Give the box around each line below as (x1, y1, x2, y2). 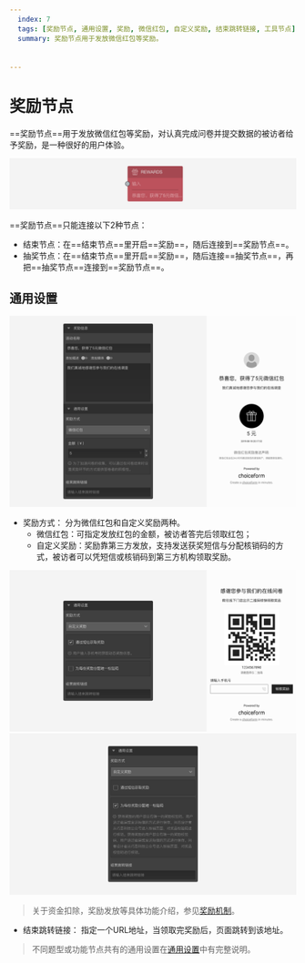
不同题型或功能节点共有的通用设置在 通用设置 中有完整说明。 (31, 944, 256, 955)
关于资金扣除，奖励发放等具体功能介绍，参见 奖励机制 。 (31, 906, 239, 917)
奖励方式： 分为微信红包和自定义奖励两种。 (22, 517, 185, 528)
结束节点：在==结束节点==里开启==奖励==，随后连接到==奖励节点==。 (22, 238, 294, 249)
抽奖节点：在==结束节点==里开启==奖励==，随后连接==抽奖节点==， (22, 250, 286, 261)
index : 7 (17, 15, 51, 24)
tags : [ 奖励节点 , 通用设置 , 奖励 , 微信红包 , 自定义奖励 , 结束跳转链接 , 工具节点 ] (17, 24, 296, 34)
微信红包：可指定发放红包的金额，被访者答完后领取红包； (36, 529, 252, 540)
